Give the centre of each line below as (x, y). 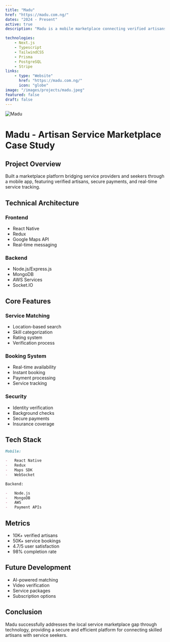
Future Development (38, 568)
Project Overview (33, 164)
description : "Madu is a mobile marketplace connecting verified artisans (86, 29)
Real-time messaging (35, 245)
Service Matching (28, 316)
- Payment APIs (24, 507)
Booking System (26, 356)
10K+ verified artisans (35, 536)
